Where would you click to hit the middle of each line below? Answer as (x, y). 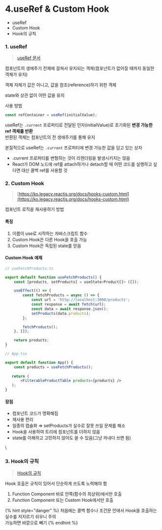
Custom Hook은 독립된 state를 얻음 (47, 246)
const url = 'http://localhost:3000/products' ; (81, 300)
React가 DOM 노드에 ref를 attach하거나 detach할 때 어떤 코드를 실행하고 (82, 164)
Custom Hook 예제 (24, 258)
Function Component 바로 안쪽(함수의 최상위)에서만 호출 (67, 494)
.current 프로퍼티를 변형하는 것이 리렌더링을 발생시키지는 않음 (71, 158)
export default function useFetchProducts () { (53, 277)
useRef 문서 (29, 58)
